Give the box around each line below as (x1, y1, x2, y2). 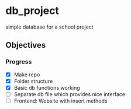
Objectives (5, 40, 46, 50)
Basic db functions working (13, 84, 80, 91)
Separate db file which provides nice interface (13, 90, 126, 97)
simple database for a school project (5, 23, 94, 30)
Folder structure (13, 78, 53, 85)
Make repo (13, 71, 40, 78)
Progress (5, 58, 32, 66)
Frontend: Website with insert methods (13, 97, 108, 104)
